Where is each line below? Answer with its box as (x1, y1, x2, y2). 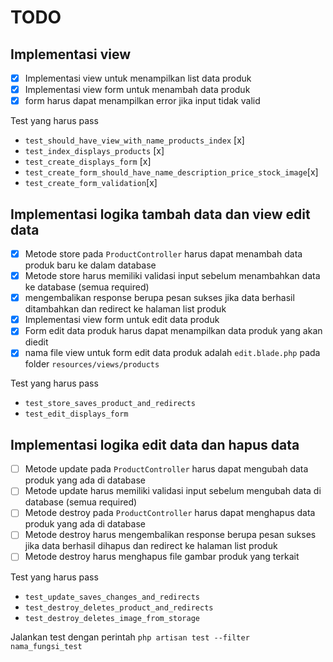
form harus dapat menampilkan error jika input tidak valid (24, 95, 261, 107)
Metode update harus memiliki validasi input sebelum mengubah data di (24, 485, 322, 497)
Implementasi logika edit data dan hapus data (10, 436, 300, 453)
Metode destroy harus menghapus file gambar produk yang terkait (24, 551, 300, 563)
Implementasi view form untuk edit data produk (24, 314, 220, 326)
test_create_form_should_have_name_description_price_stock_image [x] (24, 166, 319, 178)
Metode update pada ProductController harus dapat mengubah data (24, 463, 309, 475)
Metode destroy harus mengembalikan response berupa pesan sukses (24, 529, 317, 541)
